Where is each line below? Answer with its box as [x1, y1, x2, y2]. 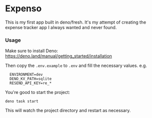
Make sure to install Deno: [5, 48, 58, 54]
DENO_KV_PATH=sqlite [9, 77, 52, 82]
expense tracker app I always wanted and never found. [5, 24, 117, 30]
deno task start [5, 99, 38, 104]
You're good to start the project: [5, 89, 71, 95]
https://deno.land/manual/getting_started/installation [5, 53, 113, 59]
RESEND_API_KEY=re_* [9, 81, 52, 86]
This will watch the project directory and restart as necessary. [5, 108, 131, 114]
